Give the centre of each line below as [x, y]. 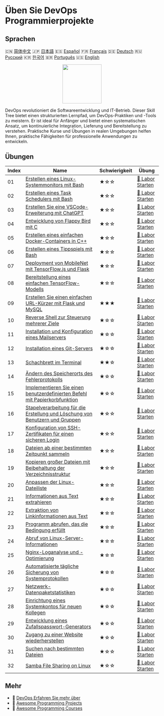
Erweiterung [40, 213]
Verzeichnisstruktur [48, 474]
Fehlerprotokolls [44, 379]
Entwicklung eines [46, 620]
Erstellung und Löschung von [59, 413]
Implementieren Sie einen [55, 387]
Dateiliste [36, 488]
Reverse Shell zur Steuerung [58, 317]
